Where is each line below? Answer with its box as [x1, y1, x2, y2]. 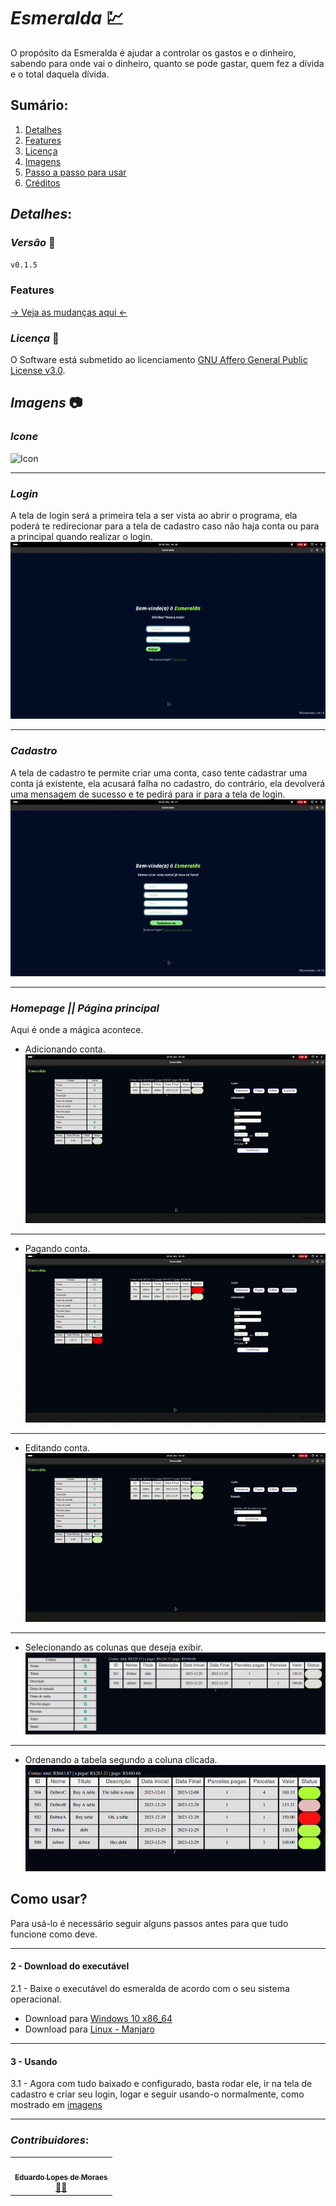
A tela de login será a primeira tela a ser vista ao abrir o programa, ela [10, 510, 298, 522]
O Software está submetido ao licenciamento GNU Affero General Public [10, 354, 308, 366]
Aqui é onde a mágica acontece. [10, 1024, 144, 1036]
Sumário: [10, 97, 69, 114]
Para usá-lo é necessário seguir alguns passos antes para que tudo [10, 1917, 289, 1929]
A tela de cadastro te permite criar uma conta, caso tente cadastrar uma [10, 766, 308, 779]
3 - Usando [10, 2055, 58, 2067]
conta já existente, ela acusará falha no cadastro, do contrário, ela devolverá [10, 777, 326, 789]
